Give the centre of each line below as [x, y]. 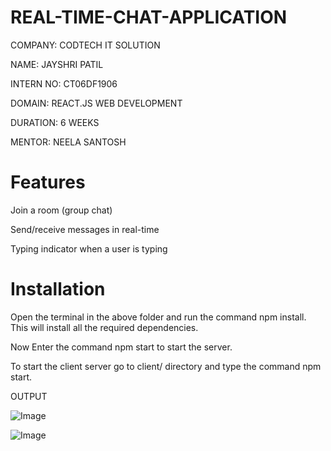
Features [48, 182]
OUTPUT [29, 396]
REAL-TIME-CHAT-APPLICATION [149, 17]
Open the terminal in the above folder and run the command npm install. [158, 317]
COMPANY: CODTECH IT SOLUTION [85, 45]
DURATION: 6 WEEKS [55, 122]
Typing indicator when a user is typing [89, 248]
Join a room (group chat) [61, 210]
